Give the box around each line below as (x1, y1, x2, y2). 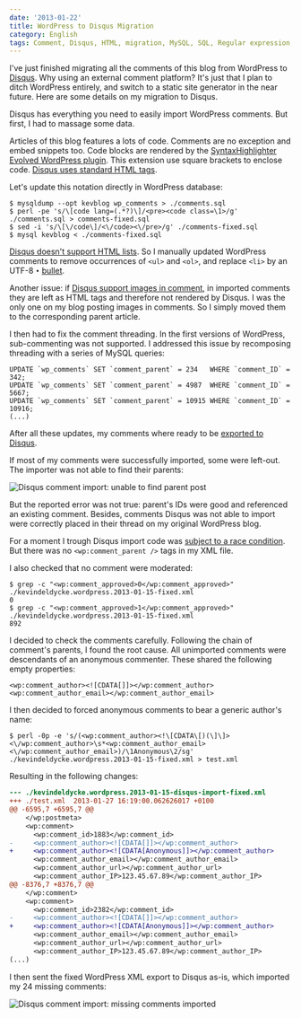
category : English (9, 30, 78, 39)
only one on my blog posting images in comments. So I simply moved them (9, 302, 287, 312)
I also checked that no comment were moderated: (9, 563, 193, 574)
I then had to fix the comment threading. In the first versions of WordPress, (9, 329, 286, 339)
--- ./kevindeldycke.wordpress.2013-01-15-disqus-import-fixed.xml (9, 788, 267, 797)
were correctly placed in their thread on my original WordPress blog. (9, 518, 262, 530)
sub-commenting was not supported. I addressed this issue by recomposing (9, 338, 291, 349)
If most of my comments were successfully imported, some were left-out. (9, 455, 280, 466)
